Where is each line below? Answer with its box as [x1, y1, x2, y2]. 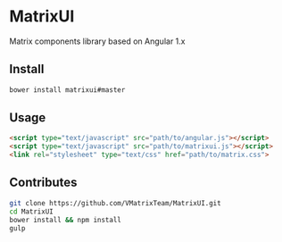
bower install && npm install [9, 215, 122, 224]
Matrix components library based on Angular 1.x [9, 36, 186, 46]
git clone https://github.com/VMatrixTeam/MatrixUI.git [9, 198, 221, 207]
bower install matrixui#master [9, 85, 126, 95]
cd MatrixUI [9, 207, 54, 216]
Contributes [9, 175, 78, 190]
